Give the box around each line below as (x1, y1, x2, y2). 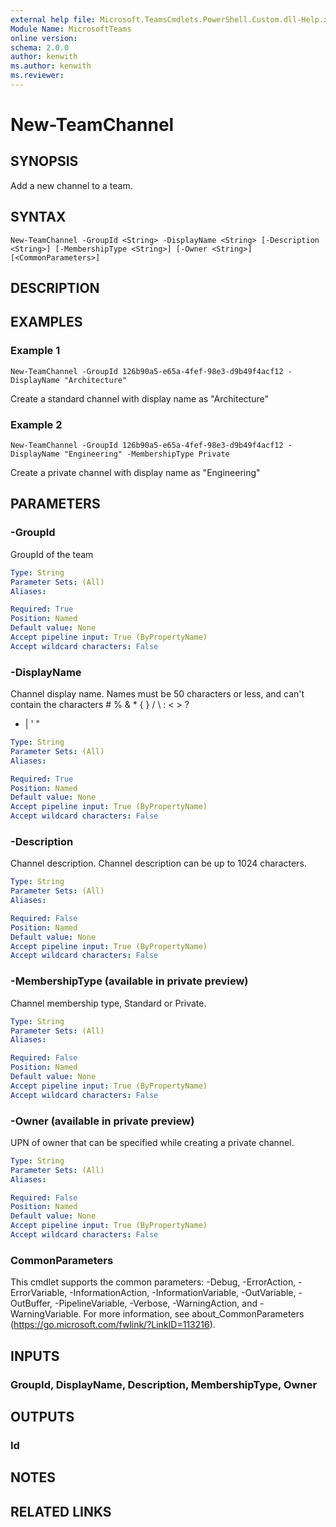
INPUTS (10, 1347, 60, 1365)
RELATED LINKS (10, 1503, 112, 1520)
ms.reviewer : (10, 71, 65, 81)
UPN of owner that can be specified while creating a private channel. (10, 1136, 295, 1148)
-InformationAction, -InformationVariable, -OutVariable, (69, 1287, 297, 1299)
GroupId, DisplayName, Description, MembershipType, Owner (10, 1377, 318, 1391)
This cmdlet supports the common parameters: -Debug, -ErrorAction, (10, 1276, 297, 1288)
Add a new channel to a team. (10, 179, 133, 191)
